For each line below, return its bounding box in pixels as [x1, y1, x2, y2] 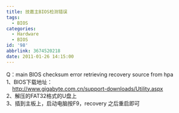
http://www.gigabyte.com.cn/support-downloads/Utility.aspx [11, 85, 163, 92]
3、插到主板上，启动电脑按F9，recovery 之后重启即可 [6, 100, 140, 107]
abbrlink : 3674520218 [6, 48, 61, 54]
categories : [6, 25, 36, 32]
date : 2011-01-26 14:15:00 [6, 53, 74, 60]
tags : [6, 14, 20, 20]
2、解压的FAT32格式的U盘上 [6, 92, 77, 99]
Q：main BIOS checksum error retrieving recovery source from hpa [6, 70, 174, 78]
